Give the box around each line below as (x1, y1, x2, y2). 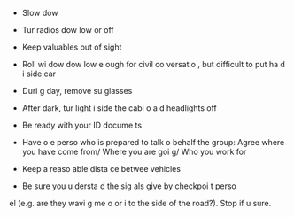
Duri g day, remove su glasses (21, 86, 133, 96)
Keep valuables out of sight (21, 42, 122, 52)
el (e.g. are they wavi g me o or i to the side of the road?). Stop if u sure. (9, 198, 272, 208)
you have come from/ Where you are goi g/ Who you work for (21, 146, 247, 157)
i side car (21, 68, 56, 79)
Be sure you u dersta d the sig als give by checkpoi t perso (21, 181, 236, 191)
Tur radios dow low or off (21, 25, 114, 35)
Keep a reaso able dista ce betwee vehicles (21, 164, 182, 174)
